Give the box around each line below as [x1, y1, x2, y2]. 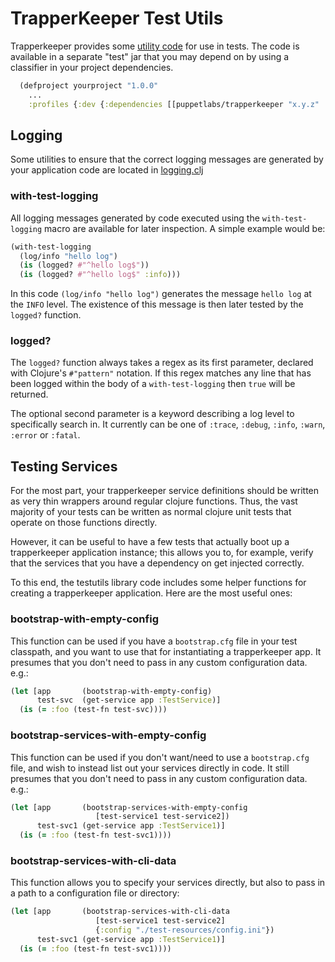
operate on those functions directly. [10, 517, 158, 529]
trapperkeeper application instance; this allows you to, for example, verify [10, 547, 314, 559]
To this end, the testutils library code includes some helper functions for [10, 577, 307, 589]
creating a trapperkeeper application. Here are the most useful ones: [10, 587, 293, 599]
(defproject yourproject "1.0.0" [19, 80, 159, 91]
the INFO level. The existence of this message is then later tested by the [10, 298, 304, 311]
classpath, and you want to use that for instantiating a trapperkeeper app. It [10, 645, 322, 657]
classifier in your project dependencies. [10, 61, 174, 73]
